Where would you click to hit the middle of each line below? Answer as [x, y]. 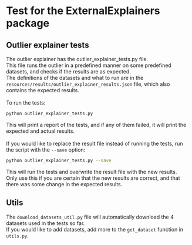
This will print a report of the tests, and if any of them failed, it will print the [96, 125]
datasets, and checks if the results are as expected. [68, 71]
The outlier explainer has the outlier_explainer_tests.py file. [77, 59]
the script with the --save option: [46, 150]
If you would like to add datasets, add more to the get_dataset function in [95, 229]
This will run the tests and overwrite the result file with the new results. [92, 172]
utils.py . [18, 236]
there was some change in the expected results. [64, 184]
